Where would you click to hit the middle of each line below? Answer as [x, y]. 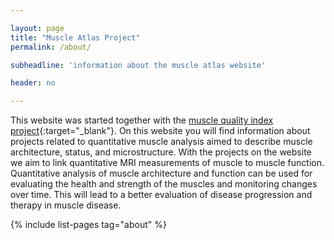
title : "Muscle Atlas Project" [75, 37]
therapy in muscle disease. [66, 205]
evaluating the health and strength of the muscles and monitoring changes [164, 184]
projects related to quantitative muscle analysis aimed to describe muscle [161, 142]
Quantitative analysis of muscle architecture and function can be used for [161, 173]
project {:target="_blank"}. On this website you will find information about [160, 131]
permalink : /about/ [51, 47]
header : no [33, 83]
